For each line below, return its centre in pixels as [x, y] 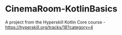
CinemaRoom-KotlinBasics [61, 9]
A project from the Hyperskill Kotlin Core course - [55, 22]
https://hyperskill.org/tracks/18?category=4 [49, 27]
